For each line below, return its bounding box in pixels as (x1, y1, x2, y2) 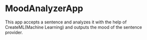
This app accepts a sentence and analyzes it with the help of (5, 19, 127, 25)
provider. (5, 29, 23, 35)
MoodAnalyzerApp (5, 3, 84, 14)
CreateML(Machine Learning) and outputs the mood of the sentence (5, 24, 142, 30)
